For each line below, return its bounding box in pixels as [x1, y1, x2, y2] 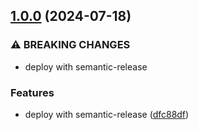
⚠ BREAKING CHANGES [10, 38, 131, 52]
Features [10, 85, 55, 99]
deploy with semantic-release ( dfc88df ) [24, 108, 190, 120]
